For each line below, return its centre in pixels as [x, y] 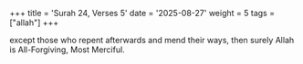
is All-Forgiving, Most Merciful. [67, 50]
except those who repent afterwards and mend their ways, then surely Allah [152, 40]
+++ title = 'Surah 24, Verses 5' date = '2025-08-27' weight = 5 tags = [142, 13]
